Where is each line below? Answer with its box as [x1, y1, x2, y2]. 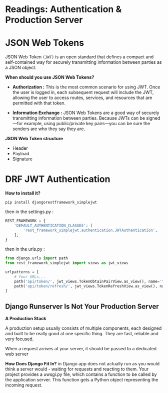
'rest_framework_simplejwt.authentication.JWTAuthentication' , [23, 228, 157, 233]
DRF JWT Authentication [5, 173, 110, 185]
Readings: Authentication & [5, 4, 122, 15]
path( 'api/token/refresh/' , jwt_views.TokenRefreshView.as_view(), [14, 283, 157, 288]
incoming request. [5, 382, 42, 388]
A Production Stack [5, 316, 46, 322]
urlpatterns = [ [5, 270, 39, 275]
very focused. [5, 336, 34, 342]
